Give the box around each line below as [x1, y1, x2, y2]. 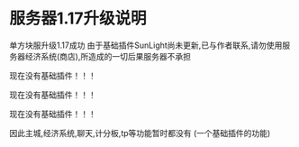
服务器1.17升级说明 [9, 8, 147, 29]
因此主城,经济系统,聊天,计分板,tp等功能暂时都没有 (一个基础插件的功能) [9, 127, 271, 138]
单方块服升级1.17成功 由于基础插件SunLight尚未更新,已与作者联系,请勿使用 [9, 40, 283, 51]
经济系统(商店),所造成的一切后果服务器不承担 [24, 51, 192, 61]
